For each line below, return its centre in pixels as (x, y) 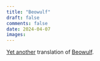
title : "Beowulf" (29, 12)
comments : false (27, 23)
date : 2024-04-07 (29, 29)
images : (16, 35)
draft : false (23, 18)
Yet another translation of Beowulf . (50, 52)
